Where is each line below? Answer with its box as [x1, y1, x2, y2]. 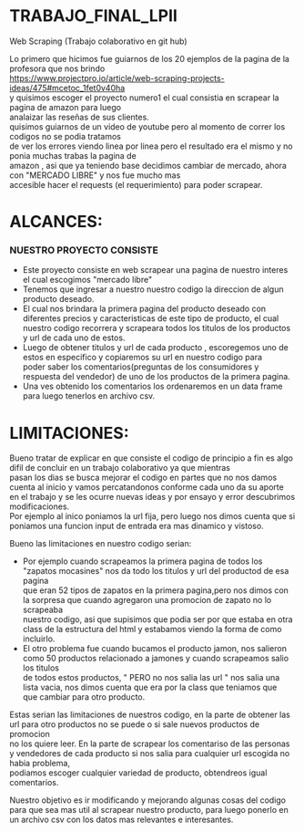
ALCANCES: [9, 212, 103, 233]
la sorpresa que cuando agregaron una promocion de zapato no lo [22, 595, 272, 606]
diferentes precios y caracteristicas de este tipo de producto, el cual [22, 313, 279, 324]
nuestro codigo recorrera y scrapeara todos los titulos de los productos [22, 323, 291, 334]
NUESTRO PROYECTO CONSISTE [9, 244, 159, 256]
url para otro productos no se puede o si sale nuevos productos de [9, 719, 260, 730]
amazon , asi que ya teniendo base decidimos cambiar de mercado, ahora [9, 160, 287, 171]
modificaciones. [9, 501, 70, 512]
